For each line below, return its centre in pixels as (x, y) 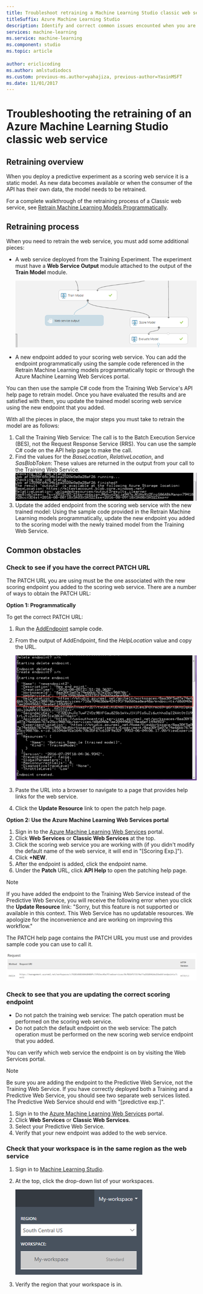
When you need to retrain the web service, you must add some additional (98, 241)
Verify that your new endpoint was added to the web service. (91, 1133)
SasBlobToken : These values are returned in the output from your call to (105, 463)
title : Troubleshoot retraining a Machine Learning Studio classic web (98, 13)
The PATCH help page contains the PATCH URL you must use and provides (99, 938)
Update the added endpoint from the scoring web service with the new (103, 505)
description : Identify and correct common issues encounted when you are (101, 25)
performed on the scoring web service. (64, 1022)
